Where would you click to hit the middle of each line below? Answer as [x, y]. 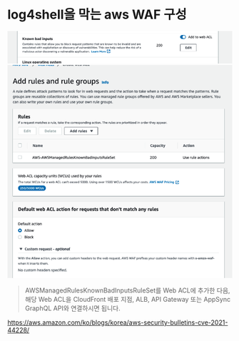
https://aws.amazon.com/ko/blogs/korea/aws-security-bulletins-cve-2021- [118, 322]
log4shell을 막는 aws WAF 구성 [97, 15]
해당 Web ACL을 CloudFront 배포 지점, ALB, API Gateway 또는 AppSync [127, 299]
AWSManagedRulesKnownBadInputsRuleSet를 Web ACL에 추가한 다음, [127, 290]
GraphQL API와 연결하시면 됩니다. [72, 308]
